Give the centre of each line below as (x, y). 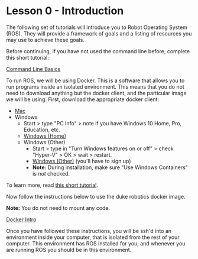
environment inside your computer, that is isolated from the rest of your (93, 237)
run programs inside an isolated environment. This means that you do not (95, 86)
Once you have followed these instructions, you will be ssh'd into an (89, 231)
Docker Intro (21, 219)
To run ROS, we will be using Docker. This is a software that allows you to (95, 80)
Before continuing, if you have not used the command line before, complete (98, 51)
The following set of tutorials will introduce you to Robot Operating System (97, 27)
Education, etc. (42, 129)
